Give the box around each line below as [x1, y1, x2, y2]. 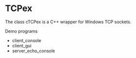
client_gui [12, 43, 32, 48]
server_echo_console [12, 48, 55, 54]
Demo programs [5, 28, 38, 34]
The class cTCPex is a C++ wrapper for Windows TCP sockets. [5, 19, 132, 25]
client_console [12, 37, 41, 43]
